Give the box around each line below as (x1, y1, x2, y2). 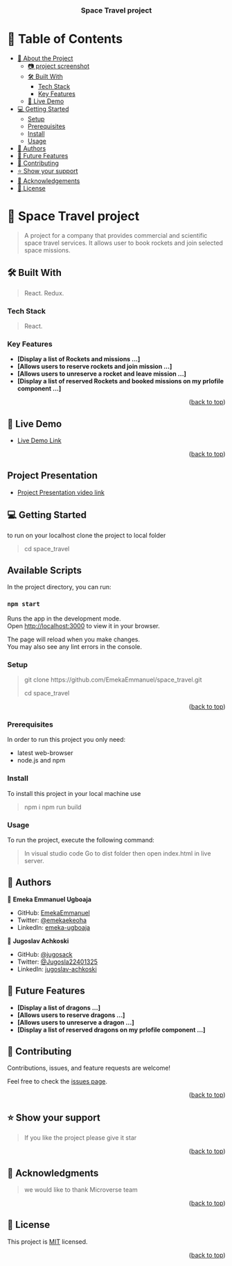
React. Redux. (24, 288, 64, 297)
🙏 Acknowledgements (17, 176, 80, 185)
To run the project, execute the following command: (7, 835, 154, 844)
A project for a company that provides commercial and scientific (24, 231, 208, 239)
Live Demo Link (17, 436, 62, 445)
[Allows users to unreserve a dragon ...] (17, 1018, 134, 1026)
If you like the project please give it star (24, 1134, 137, 1142)
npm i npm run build (24, 803, 82, 811)
